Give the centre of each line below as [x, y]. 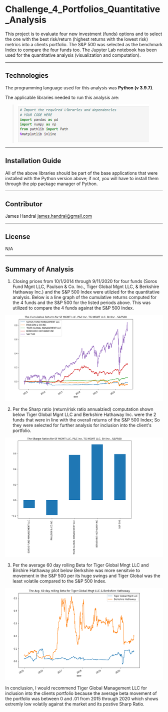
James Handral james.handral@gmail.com [49, 216]
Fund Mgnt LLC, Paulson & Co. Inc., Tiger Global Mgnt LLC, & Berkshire [86, 287]
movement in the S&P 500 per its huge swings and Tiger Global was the [86, 576]
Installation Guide [33, 161]
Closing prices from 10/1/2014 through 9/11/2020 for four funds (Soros [85, 281]
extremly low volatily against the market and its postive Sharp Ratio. [75, 704]
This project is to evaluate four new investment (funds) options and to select [84, 34]
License [18, 237]
